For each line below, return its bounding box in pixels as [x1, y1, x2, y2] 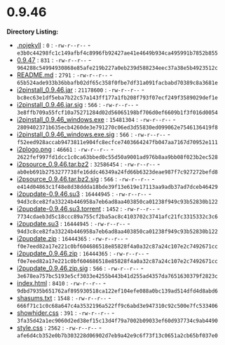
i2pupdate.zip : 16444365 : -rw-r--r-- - [16, 234, 129, 242]
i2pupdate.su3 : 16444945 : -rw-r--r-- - [16, 219, 130, 227]
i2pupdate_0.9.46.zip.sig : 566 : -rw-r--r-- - [16, 264, 144, 272]
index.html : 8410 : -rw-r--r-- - [16, 279, 107, 287]
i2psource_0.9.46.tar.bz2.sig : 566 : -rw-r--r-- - [16, 174, 155, 183]
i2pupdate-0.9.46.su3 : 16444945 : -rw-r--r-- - [16, 190, 152, 198]
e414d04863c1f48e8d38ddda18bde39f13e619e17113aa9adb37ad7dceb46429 [16, 183, 218, 190]
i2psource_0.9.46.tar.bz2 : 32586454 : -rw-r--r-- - [16, 160, 161, 168]
